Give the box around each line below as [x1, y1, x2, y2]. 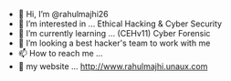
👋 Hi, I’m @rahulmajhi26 [17, 9, 110, 19]
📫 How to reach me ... [17, 48, 103, 58]
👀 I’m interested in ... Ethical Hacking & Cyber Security [17, 18, 222, 29]
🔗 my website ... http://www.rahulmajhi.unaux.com [17, 61, 208, 72]
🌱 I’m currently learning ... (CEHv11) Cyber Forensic [17, 28, 211, 38]
